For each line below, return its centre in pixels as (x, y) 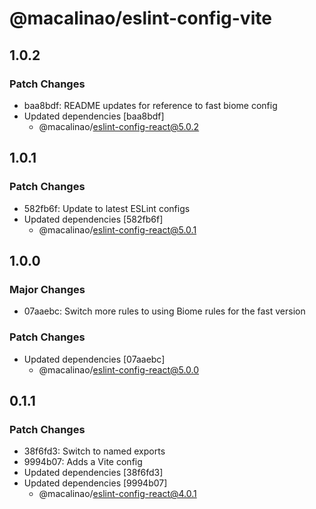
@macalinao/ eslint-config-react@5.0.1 (117, 229)
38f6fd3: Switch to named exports (94, 451)
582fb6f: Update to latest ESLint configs (107, 208)
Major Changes (47, 289)
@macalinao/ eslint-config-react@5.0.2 (119, 126)
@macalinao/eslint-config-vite (140, 18)
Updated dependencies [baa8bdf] (94, 116)
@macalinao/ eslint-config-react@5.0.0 (119, 369)
